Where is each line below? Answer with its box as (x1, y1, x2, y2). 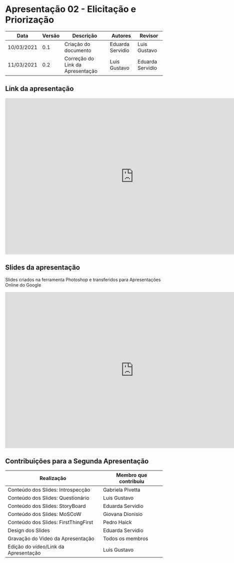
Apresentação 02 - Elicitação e (5, 3, 136, 15)
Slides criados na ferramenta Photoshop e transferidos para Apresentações (5, 276, 161, 282)
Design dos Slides (7, 527, 50, 534)
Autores (111, 32, 131, 39)
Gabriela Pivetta (103, 486, 141, 493)
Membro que (116, 471, 147, 478)
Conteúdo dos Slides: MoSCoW (7, 511, 81, 518)
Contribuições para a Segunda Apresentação (5, 456, 149, 465)
